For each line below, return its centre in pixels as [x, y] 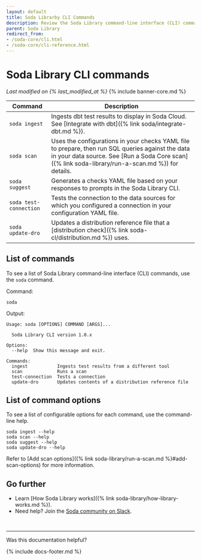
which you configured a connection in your [111, 205]
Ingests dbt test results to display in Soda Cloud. [119, 116]
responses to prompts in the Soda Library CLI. [116, 188]
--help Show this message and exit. [59, 350]
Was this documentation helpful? [47, 540]
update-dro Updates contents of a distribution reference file [100, 382]
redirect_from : [25, 34]
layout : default [26, 12]
